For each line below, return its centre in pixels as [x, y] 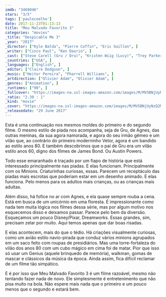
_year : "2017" [20, 42]
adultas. [13, 187]
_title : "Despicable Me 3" [33, 38]
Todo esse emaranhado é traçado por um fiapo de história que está [74, 161]
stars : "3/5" [19, 14]
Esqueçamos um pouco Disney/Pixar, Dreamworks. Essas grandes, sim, [78, 217]
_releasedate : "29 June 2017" [36, 111]
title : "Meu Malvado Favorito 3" [40, 28]
